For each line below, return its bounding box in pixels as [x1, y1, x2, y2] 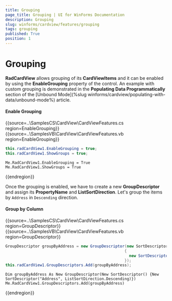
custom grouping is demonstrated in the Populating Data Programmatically [5, 85, 165, 92]
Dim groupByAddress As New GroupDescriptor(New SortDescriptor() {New [5, 272, 159, 277]
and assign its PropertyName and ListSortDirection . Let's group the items [5, 189, 163, 195]
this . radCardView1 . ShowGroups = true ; [5, 150, 88, 156]
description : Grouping [5, 17, 54, 22]
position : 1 [5, 36, 31, 41]
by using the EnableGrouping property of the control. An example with [5, 80, 155, 87]
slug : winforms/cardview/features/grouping [5, 21, 100, 27]
